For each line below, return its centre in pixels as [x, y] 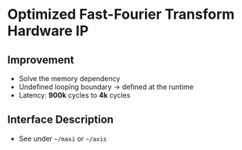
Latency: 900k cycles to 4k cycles [74, 95]
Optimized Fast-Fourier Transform [121, 14]
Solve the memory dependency [69, 79]
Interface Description [61, 120]
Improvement [41, 60]
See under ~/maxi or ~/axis [63, 138]
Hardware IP [48, 31]
